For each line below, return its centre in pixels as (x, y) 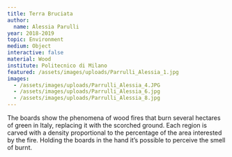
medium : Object (29, 46)
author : (18, 20)
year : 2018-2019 (31, 33)
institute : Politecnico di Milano (57, 66)
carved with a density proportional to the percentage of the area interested (115, 133)
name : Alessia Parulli (46, 27)
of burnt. (20, 148)
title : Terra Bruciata (40, 14)
